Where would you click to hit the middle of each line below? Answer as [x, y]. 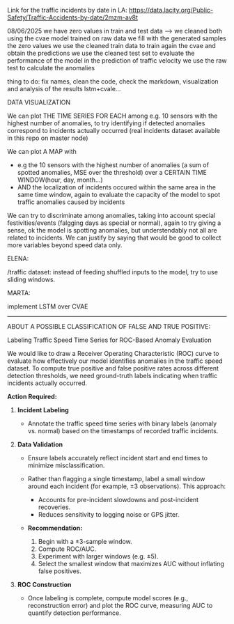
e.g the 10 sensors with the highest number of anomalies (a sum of [113, 165]
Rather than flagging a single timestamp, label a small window [116, 479]
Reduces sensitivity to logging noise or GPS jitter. [109, 514]
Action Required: [32, 397]
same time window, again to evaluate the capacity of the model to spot [119, 195]
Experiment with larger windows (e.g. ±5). [98, 556]
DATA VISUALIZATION [39, 102]
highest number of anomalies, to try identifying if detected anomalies [106, 123]
